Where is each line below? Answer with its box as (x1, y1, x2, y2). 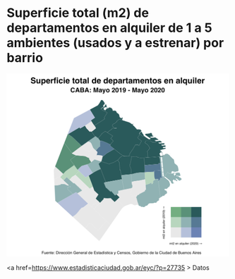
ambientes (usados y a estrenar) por (6, 35, 224, 51)
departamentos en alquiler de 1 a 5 (6, 20, 212, 36)
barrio (6, 50, 44, 66)
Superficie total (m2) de (6, 5, 150, 21)
